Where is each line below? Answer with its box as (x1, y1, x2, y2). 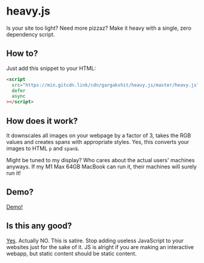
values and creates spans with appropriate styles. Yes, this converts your (6, 138, 189, 145)
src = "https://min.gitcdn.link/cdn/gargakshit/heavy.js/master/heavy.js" (12, 82, 200, 88)
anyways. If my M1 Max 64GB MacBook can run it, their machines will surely (6, 163, 197, 170)
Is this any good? (6, 220, 72, 231)
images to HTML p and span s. (6, 145, 80, 152)
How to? (6, 49, 38, 59)
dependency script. (6, 30, 55, 38)
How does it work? (6, 115, 78, 126)
